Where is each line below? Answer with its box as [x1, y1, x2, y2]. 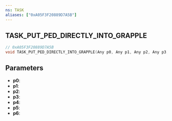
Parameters [5, 64, 44, 72]
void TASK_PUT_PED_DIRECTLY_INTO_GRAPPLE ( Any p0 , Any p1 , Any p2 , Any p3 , [5, 50, 169, 55]
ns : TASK [5, 7, 24, 13]
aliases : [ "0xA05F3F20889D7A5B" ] [5, 12, 77, 17]
